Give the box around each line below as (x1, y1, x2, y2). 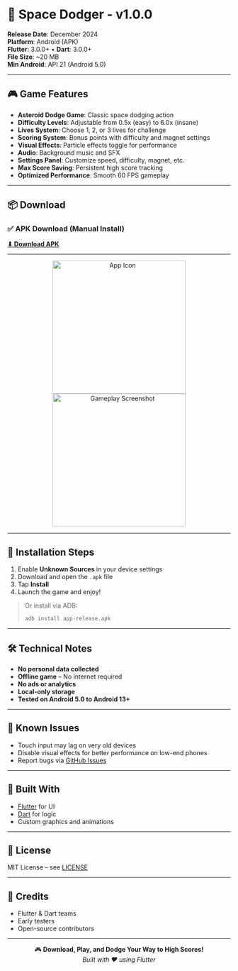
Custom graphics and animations (17, 817, 115, 825)
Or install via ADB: (24, 601, 78, 610)
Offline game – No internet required (17, 672, 123, 681)
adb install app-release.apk (24, 615, 111, 622)
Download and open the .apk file (17, 573, 113, 581)
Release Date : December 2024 (7, 30, 98, 38)
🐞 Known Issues (7, 722, 80, 734)
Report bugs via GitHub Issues (17, 756, 107, 764)
